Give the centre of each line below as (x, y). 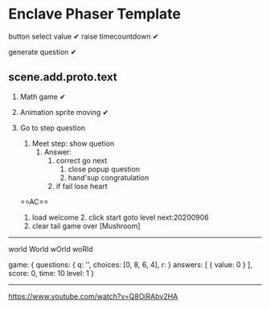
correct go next (82, 160)
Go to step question (53, 128)
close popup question (104, 169)
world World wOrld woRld (51, 249)
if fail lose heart (82, 186)
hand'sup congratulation (108, 177)
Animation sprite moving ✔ (64, 112)
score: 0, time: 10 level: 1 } (51, 273)
